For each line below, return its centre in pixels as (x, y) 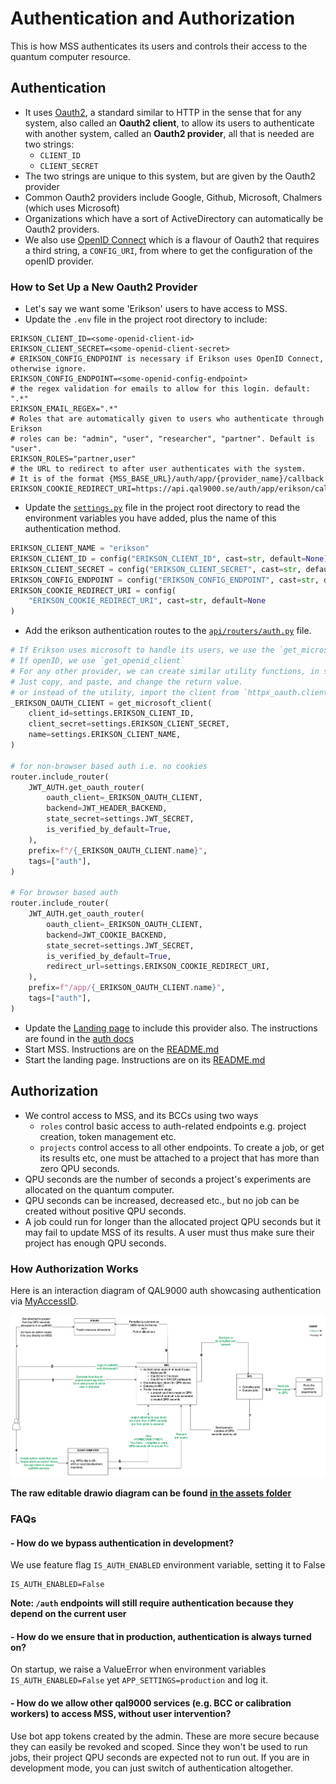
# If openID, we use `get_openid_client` (98, 661)
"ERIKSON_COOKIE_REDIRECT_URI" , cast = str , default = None (147, 601)
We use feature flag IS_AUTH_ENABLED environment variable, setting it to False (168, 1565)
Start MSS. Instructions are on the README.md (122, 1049)
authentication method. (73, 529)
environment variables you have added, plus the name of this (150, 518)
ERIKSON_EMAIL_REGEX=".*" (64, 409)
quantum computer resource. (70, 56)
